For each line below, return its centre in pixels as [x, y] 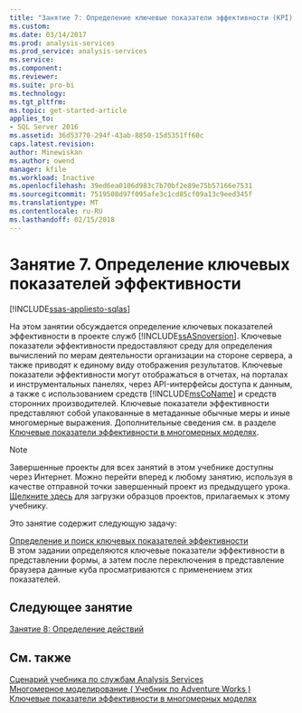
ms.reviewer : [34, 77]
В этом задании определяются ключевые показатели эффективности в [147, 550]
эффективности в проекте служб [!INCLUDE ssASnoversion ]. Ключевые [146, 336]
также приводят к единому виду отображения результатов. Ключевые [146, 365]
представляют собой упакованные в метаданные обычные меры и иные [150, 413]
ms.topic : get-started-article [68, 110]
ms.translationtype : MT [54, 203]
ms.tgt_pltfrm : [38, 102]
